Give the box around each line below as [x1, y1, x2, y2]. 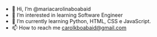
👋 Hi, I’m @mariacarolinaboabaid [11, 6, 91, 12]
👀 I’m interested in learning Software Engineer [11, 12, 123, 18]
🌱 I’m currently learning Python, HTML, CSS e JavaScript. [11, 18, 151, 24]
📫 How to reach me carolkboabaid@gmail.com [11, 24, 127, 31]
